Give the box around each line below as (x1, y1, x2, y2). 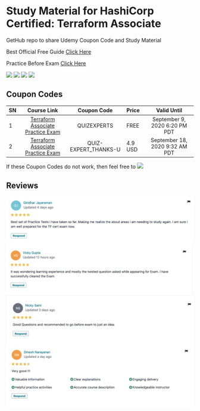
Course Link (27, 107, 58, 114)
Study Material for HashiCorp (6, 4, 154, 18)
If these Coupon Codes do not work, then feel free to (6, 163, 136, 171)
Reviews (6, 180, 39, 190)
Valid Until (155, 107, 183, 114)
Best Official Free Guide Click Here (6, 48, 92, 55)
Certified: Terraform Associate (6, 17, 162, 30)
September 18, (151, 136, 187, 144)
